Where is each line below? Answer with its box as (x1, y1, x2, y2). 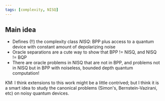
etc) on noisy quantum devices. (5, 90, 69, 97)
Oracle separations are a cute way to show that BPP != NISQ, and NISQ (12, 49, 157, 55)
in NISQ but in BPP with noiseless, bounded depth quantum (12, 65, 133, 71)
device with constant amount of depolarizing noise (12, 44, 116, 50)
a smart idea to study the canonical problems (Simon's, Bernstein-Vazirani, (5, 85, 158, 91)
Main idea (5, 26, 36, 34)
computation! (12, 70, 40, 76)
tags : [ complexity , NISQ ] (5, 7, 58, 12)
